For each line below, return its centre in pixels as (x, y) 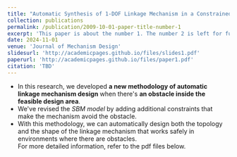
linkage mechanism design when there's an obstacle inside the (111, 94)
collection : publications (45, 20)
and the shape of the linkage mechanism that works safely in (106, 131)
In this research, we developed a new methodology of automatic (113, 86)
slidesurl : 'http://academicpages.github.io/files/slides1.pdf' (104, 54)
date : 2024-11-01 (33, 40)
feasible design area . (49, 101)
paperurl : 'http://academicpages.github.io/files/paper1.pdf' (101, 60)
